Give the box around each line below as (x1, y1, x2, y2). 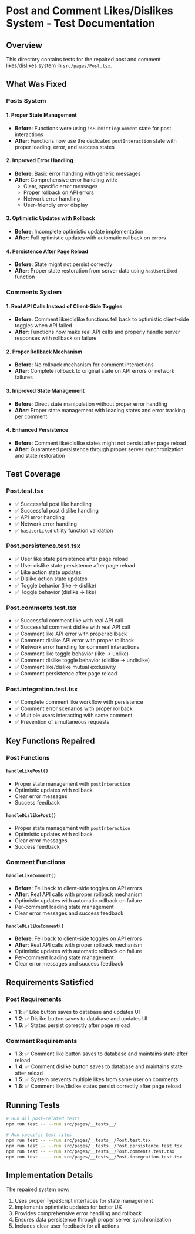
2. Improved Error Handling (6, 157, 73, 164)
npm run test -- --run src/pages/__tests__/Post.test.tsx (6, 1137, 151, 1143)
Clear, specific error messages (23, 182, 98, 189)
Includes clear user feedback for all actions (14, 1222, 120, 1229)
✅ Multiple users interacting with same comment (14, 712, 133, 719)
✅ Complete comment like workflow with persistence (14, 698, 143, 705)
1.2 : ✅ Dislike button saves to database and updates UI (14, 1015, 148, 1022)
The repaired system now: (6, 1186, 69, 1193)
